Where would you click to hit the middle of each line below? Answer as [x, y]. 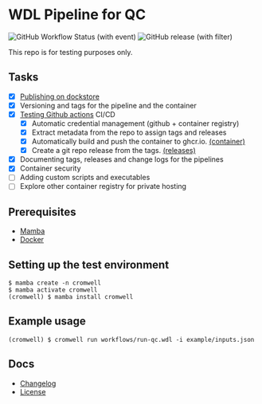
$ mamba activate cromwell [53, 290]
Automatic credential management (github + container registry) [135, 123]
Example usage [47, 322]
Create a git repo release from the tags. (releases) [114, 151]
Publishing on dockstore [59, 96]
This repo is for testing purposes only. [70, 52]
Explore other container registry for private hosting [103, 186]
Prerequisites [42, 212]
